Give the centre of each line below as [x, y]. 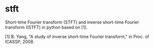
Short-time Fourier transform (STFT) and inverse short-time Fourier [72, 22]
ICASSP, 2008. [20, 41]
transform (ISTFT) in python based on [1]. [46, 27]
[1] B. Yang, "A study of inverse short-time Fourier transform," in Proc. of [77, 37]
